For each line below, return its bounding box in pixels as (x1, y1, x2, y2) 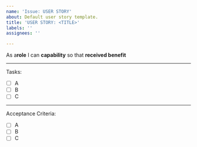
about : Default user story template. (6, 14, 98, 20)
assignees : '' (6, 30, 41, 36)
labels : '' (6, 25, 33, 31)
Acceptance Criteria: (6, 110, 56, 117)
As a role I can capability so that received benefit (6, 52, 126, 59)
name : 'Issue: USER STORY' (6, 8, 72, 15)
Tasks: (6, 69, 22, 76)
